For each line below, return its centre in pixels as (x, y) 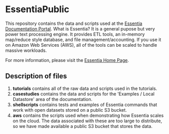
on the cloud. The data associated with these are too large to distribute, (87, 121)
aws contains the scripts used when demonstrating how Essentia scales (88, 115)
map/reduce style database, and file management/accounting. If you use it (83, 40)
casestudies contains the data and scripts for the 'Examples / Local (83, 94)
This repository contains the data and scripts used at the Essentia (74, 23)
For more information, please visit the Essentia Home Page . (67, 60)
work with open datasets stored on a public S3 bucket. (70, 110)
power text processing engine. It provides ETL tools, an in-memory (75, 34)
